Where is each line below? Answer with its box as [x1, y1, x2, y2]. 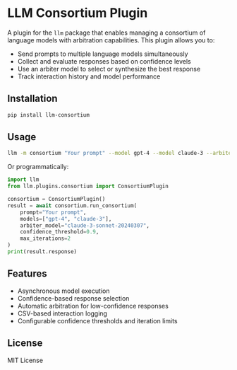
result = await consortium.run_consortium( [7, 202, 138, 209]
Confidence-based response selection [17, 294, 130, 302]
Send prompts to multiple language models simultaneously [17, 50, 188, 58]
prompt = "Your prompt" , [20, 209, 87, 216]
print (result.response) [7, 248, 78, 255]
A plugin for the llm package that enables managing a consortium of [7, 28, 206, 37]
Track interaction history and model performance [17, 72, 161, 81]
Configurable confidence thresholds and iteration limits [17, 316, 178, 325]
